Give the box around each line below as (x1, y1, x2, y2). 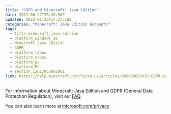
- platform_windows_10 (10, 36, 58, 41)
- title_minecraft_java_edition (10, 31, 79, 36)
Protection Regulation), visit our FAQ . (5, 93, 82, 99)
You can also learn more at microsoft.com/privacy (5, 103, 109, 109)
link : (5, 74, 17, 79)
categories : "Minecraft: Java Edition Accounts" (5, 21, 110, 27)
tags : (5, 26, 17, 32)
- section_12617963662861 (10, 69, 65, 74)
